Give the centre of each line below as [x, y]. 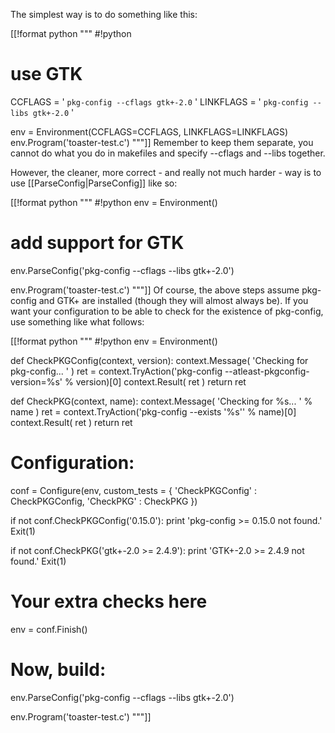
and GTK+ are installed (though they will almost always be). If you [173, 300]
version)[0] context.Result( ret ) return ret [161, 381]
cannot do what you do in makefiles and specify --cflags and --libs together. [168, 153]
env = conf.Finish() [49, 629]
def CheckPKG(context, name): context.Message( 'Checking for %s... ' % [161, 401]
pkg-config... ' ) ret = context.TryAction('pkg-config [116, 371]
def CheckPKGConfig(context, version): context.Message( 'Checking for [159, 360]
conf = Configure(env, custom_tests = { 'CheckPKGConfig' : [134, 490]
